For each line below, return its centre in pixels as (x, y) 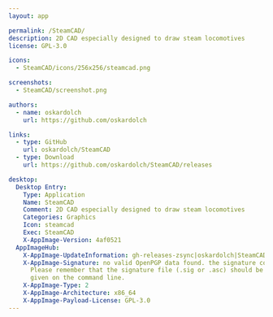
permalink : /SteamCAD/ (47, 30)
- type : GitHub (41, 142)
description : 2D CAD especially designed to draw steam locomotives (127, 38)
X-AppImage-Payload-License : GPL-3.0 (87, 300)
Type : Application (54, 195)
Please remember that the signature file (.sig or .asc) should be (147, 270)
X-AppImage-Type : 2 (56, 285)
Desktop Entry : (41, 187)
